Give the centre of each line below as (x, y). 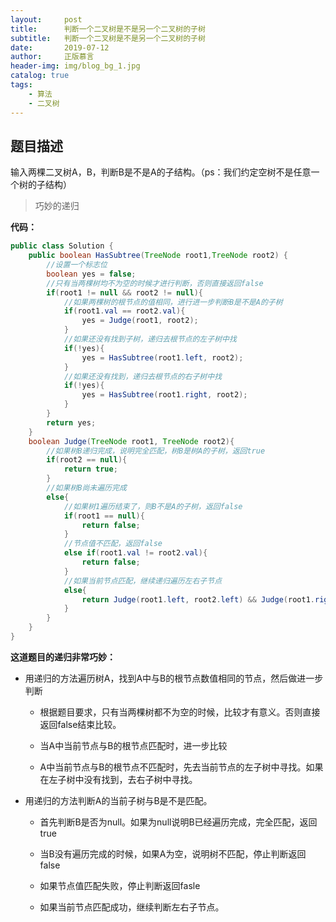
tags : (21, 85)
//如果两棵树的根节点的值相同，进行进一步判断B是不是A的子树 (173, 302)
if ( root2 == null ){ (87, 460)
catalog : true (40, 76)
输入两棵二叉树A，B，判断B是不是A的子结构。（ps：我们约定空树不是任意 (161, 172)
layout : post (46, 19)
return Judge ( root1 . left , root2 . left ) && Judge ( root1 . (198, 599)
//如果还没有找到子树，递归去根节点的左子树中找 (150, 339)
